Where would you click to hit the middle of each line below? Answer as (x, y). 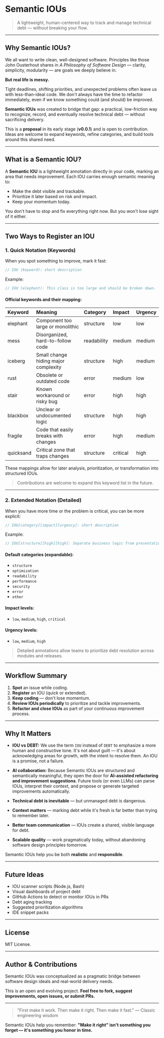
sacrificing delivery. (25, 119)
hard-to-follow (54, 341)
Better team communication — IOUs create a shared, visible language (83, 825)
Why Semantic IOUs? (38, 48)
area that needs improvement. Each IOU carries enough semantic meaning (80, 176)
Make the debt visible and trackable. (49, 191)
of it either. (16, 216)
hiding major (50, 361)
